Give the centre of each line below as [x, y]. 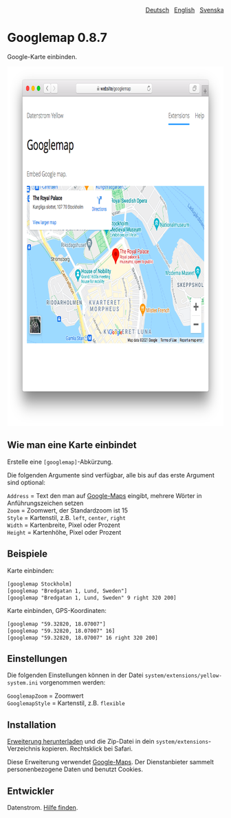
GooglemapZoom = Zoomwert [45, 696]
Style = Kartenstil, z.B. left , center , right [66, 517]
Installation [32, 725]
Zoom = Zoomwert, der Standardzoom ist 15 [68, 510]
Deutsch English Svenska [185, 10]
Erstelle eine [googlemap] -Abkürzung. [60, 462]
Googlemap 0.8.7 [57, 38]
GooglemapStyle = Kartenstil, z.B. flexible [66, 703]
